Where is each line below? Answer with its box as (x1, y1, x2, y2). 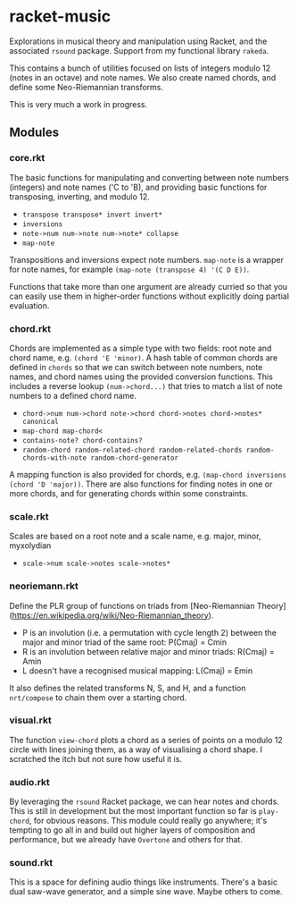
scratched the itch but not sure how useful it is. (9, 753, 183, 764)
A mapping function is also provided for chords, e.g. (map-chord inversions (9, 469, 287, 479)
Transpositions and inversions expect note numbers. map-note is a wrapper (9, 254, 284, 265)
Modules (9, 125, 60, 140)
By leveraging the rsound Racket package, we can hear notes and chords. (9, 796, 279, 807)
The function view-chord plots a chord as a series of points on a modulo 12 (9, 734, 284, 745)
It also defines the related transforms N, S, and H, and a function (9, 682, 246, 693)
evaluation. (9, 300, 50, 310)
